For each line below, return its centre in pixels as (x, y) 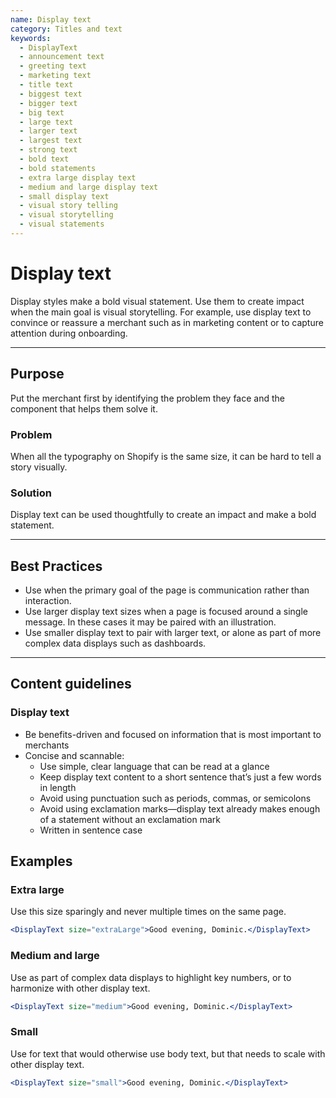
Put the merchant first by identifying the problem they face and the (147, 398)
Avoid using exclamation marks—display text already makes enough (180, 808)
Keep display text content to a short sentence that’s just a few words (180, 777)
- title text (46, 85)
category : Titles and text (66, 29)
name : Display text (51, 19)
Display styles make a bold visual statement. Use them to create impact (157, 301)
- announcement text (62, 57)
